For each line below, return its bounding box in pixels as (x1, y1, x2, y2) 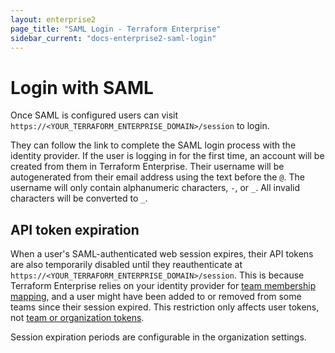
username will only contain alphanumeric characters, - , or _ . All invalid (10, 182, 301, 194)
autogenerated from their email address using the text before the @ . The (10, 171, 305, 183)
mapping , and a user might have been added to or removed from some (10, 291, 302, 303)
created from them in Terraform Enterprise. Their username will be (10, 161, 285, 173)
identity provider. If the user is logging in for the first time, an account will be (10, 150, 325, 162)
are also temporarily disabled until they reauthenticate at (10, 259, 243, 271)
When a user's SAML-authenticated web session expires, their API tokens (10, 248, 314, 260)
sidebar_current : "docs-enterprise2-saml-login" (10, 33, 217, 43)
